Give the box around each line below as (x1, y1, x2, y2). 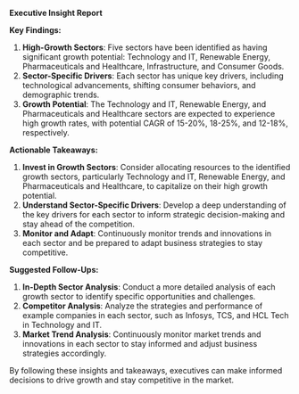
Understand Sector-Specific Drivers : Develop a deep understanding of (21, 200, 287, 210)
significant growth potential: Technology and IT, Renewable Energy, (21, 52, 270, 62)
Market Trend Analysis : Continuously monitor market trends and (21, 329, 262, 340)
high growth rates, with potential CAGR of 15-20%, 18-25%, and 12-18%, (21, 118, 288, 128)
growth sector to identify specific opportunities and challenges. (21, 291, 256, 301)
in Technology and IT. (21, 320, 103, 330)
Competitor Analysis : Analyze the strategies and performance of (21, 300, 263, 311)
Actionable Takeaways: (9, 144, 98, 155)
